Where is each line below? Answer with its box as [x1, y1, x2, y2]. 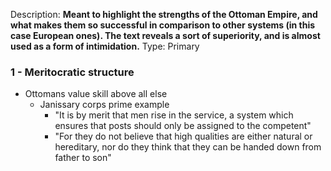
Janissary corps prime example [39, 99, 170, 111]
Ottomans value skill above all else [24, 88, 168, 100]
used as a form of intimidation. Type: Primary [10, 40, 200, 52]
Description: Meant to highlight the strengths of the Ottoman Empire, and [10, 9, 318, 20]
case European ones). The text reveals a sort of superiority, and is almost [10, 30, 321, 41]
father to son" [54, 152, 112, 164]
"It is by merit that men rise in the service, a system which [54, 109, 294, 121]
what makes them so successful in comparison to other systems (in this [10, 19, 316, 31]
